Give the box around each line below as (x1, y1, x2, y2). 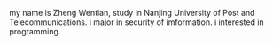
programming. (9, 26, 61, 36)
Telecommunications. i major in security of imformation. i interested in (9, 17, 264, 27)
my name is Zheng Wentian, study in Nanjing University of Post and (9, 8, 255, 18)
